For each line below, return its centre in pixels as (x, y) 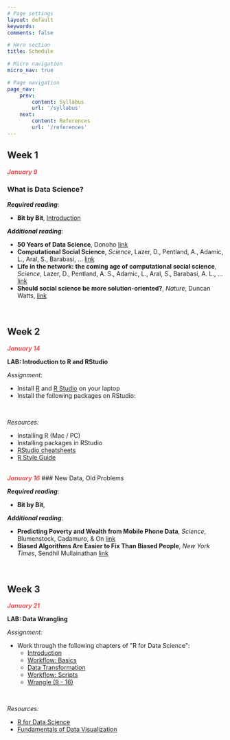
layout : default (30, 20)
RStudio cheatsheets (46, 450)
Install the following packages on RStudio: (76, 395)
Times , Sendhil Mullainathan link (62, 553)
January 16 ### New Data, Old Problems (66, 478)
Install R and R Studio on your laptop (68, 388)
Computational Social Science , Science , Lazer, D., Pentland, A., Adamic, (120, 251)
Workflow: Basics (52, 660)
